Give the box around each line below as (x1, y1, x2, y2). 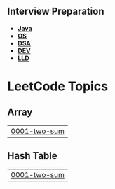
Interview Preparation (7, 6, 104, 17)
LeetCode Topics (7, 78, 109, 94)
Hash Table (7, 150, 57, 162)
